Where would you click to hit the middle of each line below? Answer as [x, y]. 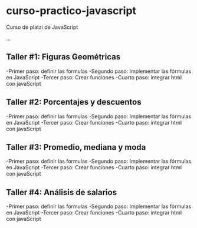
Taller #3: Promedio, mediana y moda [76, 147]
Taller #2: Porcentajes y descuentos [74, 102]
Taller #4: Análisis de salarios [61, 192]
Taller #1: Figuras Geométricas [63, 57]
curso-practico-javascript [71, 11]
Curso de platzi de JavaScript [42, 27]
